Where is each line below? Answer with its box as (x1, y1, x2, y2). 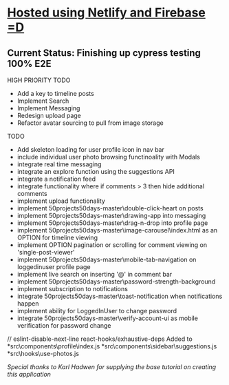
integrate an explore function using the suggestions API (17, 168, 175, 175)
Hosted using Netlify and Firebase (7, 5, 206, 21)
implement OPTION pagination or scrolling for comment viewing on (17, 241, 208, 249)
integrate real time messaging (17, 160, 102, 168)
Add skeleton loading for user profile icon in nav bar (17, 146, 165, 153)
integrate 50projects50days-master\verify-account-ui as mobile (17, 314, 198, 322)
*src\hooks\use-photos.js (7, 350, 79, 357)
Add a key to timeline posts (17, 90, 94, 97)
